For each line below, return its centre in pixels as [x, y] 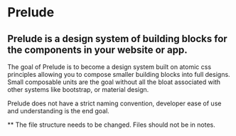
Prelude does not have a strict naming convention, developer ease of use [114, 103]
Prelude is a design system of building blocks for [117, 39]
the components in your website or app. [98, 49]
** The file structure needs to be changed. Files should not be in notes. [111, 125]
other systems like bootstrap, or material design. [78, 89]
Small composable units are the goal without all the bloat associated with [114, 82]
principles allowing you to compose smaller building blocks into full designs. [119, 74]
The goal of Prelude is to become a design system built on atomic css [109, 67]
